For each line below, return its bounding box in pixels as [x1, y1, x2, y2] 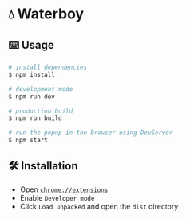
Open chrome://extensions [19, 185, 109, 194]
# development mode [8, 85, 73, 93]
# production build [8, 107, 73, 115]
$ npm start [8, 137, 48, 145]
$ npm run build [8, 114, 62, 122]
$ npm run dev [8, 93, 56, 101]
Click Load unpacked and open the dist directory [19, 201, 179, 211]
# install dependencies [8, 63, 88, 71]
